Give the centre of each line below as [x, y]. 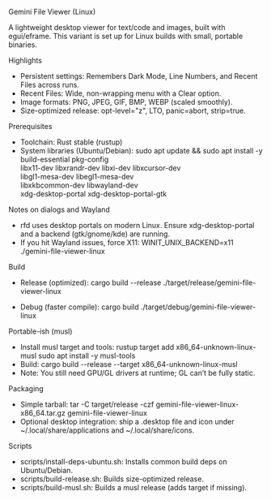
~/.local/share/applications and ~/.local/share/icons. [107, 430]
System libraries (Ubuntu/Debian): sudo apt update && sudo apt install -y [141, 151]
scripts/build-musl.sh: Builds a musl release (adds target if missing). [133, 487]
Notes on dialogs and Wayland [59, 209]
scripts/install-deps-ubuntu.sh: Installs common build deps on [124, 461]
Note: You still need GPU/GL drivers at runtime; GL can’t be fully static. [138, 373]
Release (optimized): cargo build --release [91, 282]
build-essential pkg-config [64, 159]
